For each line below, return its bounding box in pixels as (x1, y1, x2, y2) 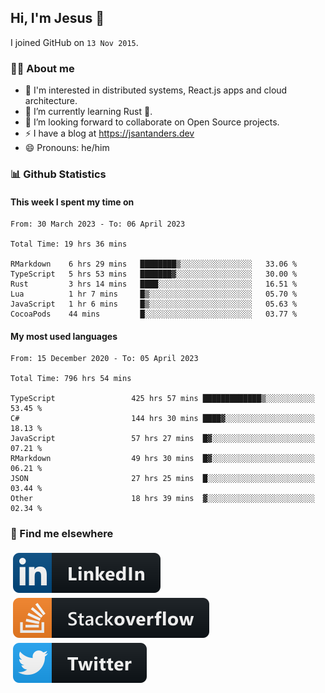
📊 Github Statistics (10, 167, 107, 181)
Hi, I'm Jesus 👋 (10, 10, 105, 27)
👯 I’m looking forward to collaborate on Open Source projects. (24, 116, 280, 128)
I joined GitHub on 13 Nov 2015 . (10, 36, 139, 48)
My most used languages (10, 330, 118, 342)
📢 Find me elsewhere (10, 527, 114, 541)
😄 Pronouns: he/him (24, 142, 110, 154)
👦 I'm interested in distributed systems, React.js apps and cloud (24, 84, 288, 96)
